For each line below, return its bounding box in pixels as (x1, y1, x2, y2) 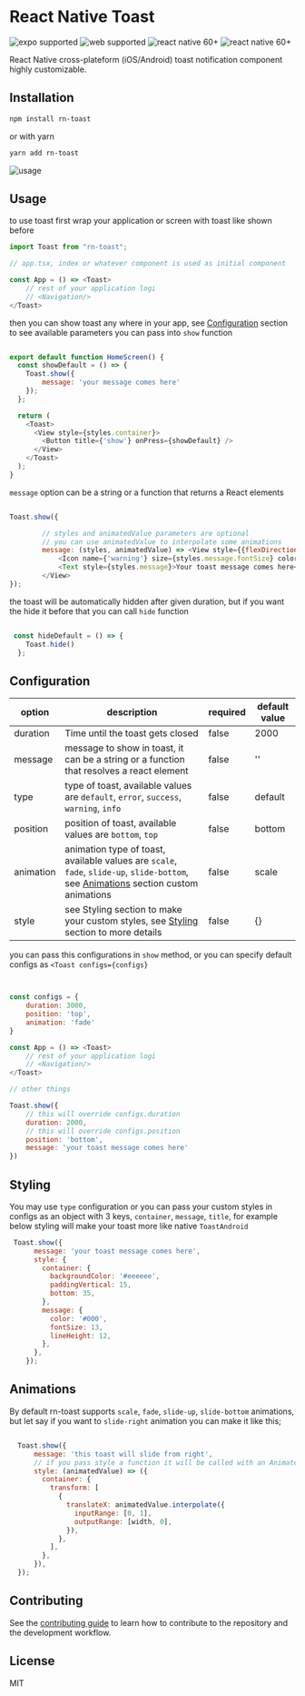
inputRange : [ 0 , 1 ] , (74, 1509, 152, 1518)
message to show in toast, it (64, 742, 184, 754)
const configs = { (9, 993, 79, 1002)
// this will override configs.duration (25, 1109, 181, 1118)
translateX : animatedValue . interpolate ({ (66, 1500, 225, 1509)
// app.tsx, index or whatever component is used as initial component (9, 259, 286, 268)
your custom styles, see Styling (64, 914, 199, 927)
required (208, 706, 247, 719)
